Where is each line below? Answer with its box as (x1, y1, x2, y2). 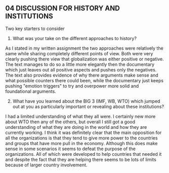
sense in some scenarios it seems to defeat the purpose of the (5, 146, 136, 152)
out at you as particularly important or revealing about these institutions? (12, 103, 164, 110)
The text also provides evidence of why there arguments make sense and (5, 72, 158, 78)
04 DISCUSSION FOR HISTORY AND (5, 4, 120, 13)
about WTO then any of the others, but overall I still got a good (5, 119, 136, 125)
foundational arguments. (5, 88, 57, 94)
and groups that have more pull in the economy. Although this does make (5, 140, 158, 146)
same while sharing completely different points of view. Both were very (5, 50, 153, 56)
